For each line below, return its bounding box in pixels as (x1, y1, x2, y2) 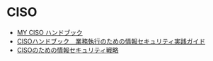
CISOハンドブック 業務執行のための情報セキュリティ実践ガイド (16, 36, 206, 46)
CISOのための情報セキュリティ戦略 (16, 46, 119, 54)
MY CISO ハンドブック (16, 28, 83, 36)
